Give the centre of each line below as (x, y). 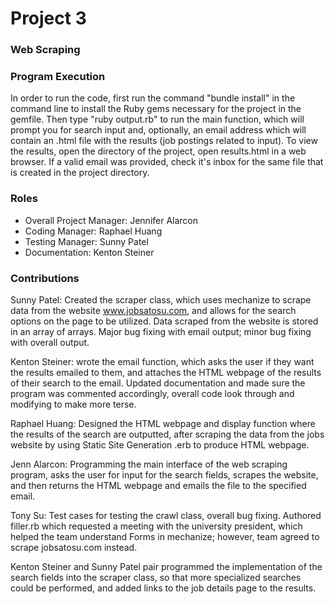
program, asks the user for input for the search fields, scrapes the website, (164, 475)
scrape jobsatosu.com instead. (74, 547)
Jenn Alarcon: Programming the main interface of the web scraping (149, 464)
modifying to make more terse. (73, 404)
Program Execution (58, 77)
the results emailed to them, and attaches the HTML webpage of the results (166, 372)
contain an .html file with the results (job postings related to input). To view (164, 141)
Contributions (45, 278)
